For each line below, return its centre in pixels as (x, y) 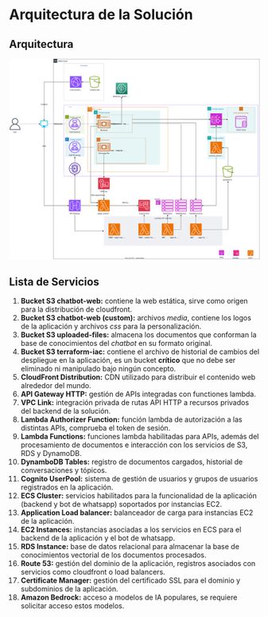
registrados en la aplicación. (67, 487)
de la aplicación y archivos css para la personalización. (111, 326)
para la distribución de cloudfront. (76, 309)
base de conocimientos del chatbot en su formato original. (117, 343)
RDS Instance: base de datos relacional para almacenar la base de (130, 546)
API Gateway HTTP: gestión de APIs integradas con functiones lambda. (138, 394)
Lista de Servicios (54, 282)
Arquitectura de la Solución (101, 15)
